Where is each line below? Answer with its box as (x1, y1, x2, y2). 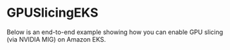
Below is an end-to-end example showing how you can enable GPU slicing (6, 28, 224, 36)
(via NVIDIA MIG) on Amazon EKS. (6, 35, 107, 43)
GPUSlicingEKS (6, 5, 99, 21)
